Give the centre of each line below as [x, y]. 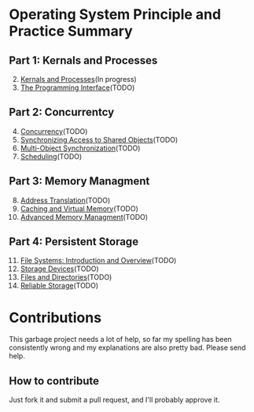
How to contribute [54, 381]
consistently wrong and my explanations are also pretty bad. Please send [127, 347]
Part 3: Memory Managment [79, 182]
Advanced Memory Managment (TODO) [84, 217]
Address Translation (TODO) [65, 200]
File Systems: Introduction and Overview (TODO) [98, 261]
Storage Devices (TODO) [59, 269]
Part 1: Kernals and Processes [83, 60]
